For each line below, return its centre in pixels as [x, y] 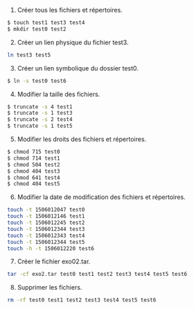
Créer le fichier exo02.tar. [54, 261]
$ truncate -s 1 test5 [40, 126]
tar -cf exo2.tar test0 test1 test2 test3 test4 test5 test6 [97, 274]
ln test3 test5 [29, 55]
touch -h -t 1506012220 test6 [51, 248]
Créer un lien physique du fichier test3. [73, 42]
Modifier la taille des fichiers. [59, 94]
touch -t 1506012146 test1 [46, 216]
